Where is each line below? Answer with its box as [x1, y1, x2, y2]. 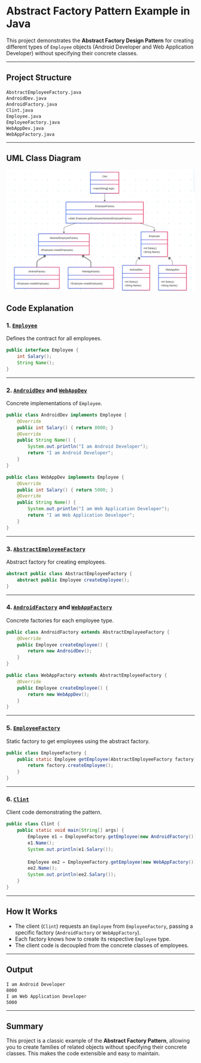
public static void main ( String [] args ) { [17, 827, 124, 834]
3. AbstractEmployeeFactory [6, 544, 86, 553]
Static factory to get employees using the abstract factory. [6, 737, 150, 745]
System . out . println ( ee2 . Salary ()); [28, 872, 117, 878]
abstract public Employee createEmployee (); [17, 577, 130, 583]
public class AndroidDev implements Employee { [6, 412, 127, 418]
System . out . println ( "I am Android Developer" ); [28, 444, 148, 450]
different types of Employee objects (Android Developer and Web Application [6, 43, 194, 50]
